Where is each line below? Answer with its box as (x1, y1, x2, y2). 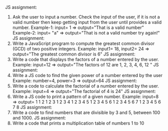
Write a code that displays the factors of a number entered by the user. (12, 56, 159, 62)
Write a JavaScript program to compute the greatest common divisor (12, 40, 155, 46)
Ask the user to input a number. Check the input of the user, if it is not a (12, 14, 160, 19)
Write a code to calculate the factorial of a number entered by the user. (12, 83, 159, 89)
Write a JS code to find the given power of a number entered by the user (12, 72, 163, 78)
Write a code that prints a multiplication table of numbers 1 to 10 (12, 120, 144, 126)
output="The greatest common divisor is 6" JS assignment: (12, 51, 135, 57)
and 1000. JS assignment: (12, 115, 66, 120)
